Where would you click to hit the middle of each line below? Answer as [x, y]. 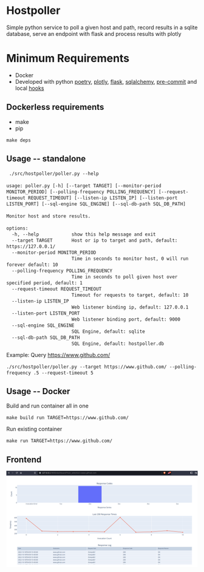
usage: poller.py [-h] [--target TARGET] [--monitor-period [84, 186]
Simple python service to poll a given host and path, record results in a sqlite [102, 27]
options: [17, 228]
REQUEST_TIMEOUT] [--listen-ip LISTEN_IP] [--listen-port [103, 198]
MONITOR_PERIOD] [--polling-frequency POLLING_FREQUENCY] [81, 192]
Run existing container [34, 429]
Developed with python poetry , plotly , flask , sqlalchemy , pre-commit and [106, 81]
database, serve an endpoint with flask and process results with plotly [94, 33]
